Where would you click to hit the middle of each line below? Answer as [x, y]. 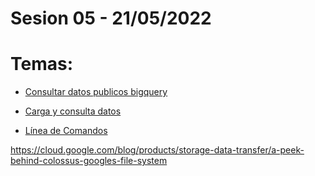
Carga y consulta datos [73, 111]
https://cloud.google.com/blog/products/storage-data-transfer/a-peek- [157, 150]
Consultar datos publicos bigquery [96, 92]
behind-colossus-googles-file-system [89, 161]
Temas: [42, 64]
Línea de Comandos [66, 131]
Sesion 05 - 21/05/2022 [111, 18]
